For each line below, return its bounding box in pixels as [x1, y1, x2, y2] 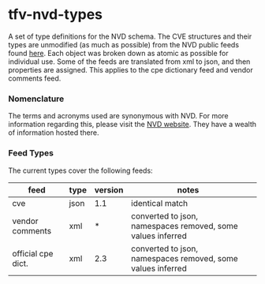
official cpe [12, 248, 54, 259]
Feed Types [8, 148, 54, 159]
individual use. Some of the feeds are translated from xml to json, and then [8, 57, 251, 66]
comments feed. [8, 73, 62, 83]
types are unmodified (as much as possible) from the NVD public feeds [8, 39, 239, 49]
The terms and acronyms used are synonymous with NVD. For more [8, 111, 229, 121]
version [94, 184, 124, 195]
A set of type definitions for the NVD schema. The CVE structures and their [8, 32, 252, 41]
